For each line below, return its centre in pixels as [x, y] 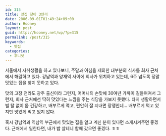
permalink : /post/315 [28, 38]
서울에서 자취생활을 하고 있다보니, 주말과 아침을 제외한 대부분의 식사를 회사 [77, 70]
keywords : [15, 42]
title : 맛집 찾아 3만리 [27, 14]
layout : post [19, 28]
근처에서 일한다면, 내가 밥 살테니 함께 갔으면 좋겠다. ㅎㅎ [66, 129]
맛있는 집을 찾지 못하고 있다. [32, 83]
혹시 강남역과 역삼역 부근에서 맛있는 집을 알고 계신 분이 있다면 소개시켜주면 [77, 122]
